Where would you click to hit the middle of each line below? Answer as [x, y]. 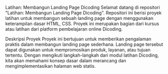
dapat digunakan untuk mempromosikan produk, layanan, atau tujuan [78, 50]
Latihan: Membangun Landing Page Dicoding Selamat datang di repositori [83, 7]
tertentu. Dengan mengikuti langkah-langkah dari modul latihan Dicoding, [82, 55]
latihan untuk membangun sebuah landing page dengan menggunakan [79, 18]
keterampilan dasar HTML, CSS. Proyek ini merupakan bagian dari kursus [82, 23]
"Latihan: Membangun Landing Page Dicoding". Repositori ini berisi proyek [83, 13]
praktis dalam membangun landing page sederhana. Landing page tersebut [84, 44]
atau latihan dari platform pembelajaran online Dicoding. [64, 29]
